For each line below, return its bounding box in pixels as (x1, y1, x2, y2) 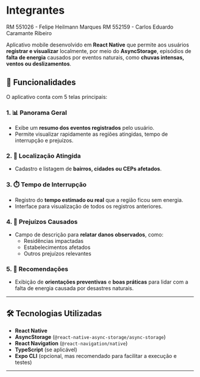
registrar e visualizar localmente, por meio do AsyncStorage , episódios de (6, 47, 192, 54)
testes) (14, 359, 32, 366)
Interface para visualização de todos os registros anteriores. (14, 202, 162, 210)
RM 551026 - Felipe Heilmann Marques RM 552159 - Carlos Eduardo (6, 23, 174, 30)
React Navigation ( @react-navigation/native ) (14, 340, 128, 347)
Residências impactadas (23, 237, 84, 244)
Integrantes (6, 4, 65, 17)
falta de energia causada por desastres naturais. (14, 285, 134, 292)
